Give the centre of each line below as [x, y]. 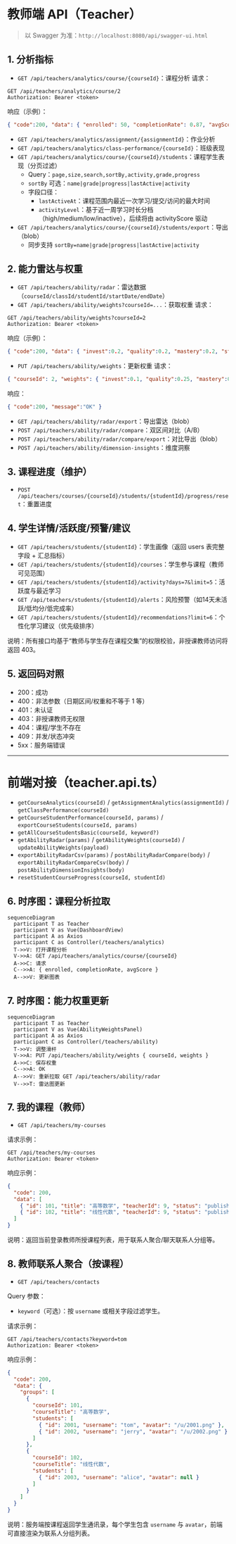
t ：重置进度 [34, 503]
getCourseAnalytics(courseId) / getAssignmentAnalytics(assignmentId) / [123, 803]
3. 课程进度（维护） [50, 472]
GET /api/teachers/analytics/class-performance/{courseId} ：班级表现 [121, 148]
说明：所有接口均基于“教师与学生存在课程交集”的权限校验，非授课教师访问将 [118, 641]
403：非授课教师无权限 [51, 718]
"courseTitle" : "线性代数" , [71, 1464]
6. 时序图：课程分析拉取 [59, 901]
